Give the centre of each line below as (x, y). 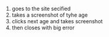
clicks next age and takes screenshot (57, 21)
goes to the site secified (41, 9)
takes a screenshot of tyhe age (49, 15)
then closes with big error (43, 27)
